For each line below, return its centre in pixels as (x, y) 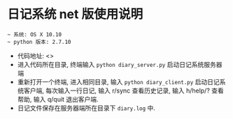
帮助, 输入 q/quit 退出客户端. (58, 99)
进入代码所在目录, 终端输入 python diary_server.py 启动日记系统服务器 (120, 64)
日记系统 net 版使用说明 (75, 14)
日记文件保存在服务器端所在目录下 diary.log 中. (86, 108)
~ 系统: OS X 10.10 (35, 34)
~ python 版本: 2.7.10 (39, 42)
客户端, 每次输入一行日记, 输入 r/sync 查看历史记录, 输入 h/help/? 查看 (123, 90)
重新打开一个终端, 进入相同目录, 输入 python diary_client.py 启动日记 (119, 81)
